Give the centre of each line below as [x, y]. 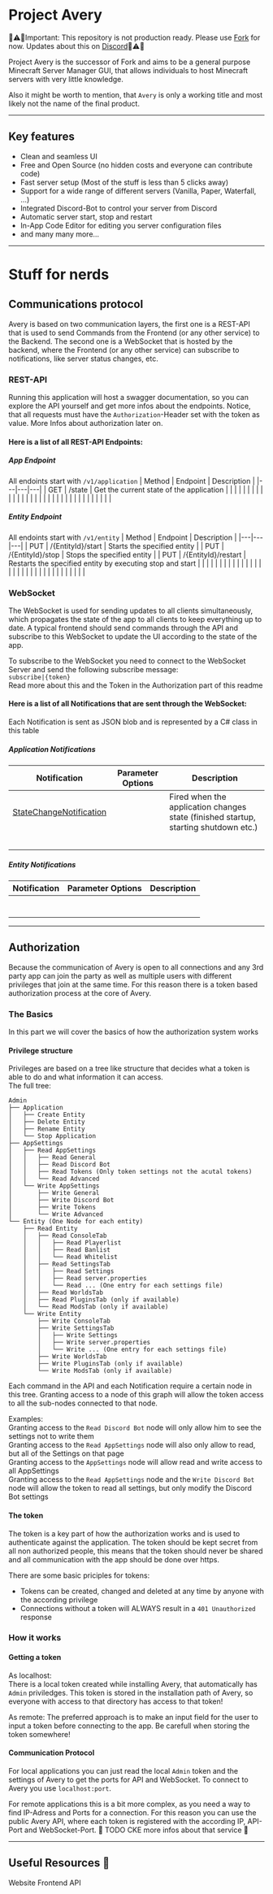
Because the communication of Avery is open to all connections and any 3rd [136, 967]
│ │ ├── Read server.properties [85, 1279]
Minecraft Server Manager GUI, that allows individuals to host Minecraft [128, 70]
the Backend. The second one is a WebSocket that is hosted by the [121, 341]
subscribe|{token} [39, 677]
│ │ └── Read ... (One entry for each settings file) [123, 1286]
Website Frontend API [45, 1883]
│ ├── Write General [54, 1193]
